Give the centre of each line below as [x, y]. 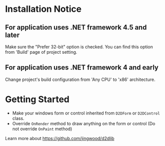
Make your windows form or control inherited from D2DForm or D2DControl [86, 113]
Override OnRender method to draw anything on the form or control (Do [84, 123]
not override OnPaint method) [42, 129]
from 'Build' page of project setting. [41, 52]
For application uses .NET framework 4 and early [82, 68]
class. [18, 118]
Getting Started [37, 99]
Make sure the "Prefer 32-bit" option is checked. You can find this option [79, 47]
